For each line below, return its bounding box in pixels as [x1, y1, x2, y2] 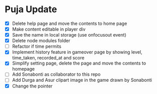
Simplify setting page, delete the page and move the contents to [12, 60, 146, 67]
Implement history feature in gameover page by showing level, [12, 49, 143, 55]
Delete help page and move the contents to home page [12, 20, 127, 26]
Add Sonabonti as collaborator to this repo [12, 71, 101, 77]
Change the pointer [12, 83, 53, 89]
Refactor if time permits [12, 43, 62, 49]
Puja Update [5, 4, 57, 15]
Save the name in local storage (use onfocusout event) [12, 32, 127, 38]
